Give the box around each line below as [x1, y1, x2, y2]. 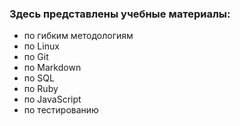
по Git [23, 51, 49, 63]
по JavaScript [23, 93, 82, 106]
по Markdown [23, 62, 82, 74]
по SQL [23, 72, 55, 84]
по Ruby [23, 83, 59, 95]
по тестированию [23, 104, 99, 116]
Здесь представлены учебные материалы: [9, 7, 231, 21]
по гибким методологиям [23, 30, 134, 42]
